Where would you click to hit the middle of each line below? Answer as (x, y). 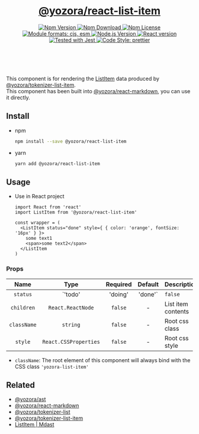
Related (21, 385)
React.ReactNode (71, 308)
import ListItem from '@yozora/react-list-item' (76, 213)
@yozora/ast (30, 400)
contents (177, 311)
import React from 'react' (48, 207)
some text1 (39, 239)
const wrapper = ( (37, 223)
